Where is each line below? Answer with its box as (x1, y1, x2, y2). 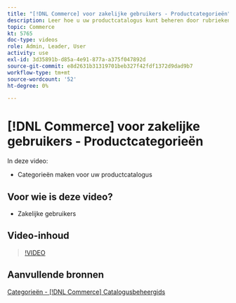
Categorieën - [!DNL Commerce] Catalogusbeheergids (7, 288, 166, 296)
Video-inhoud (7, 230, 70, 242)
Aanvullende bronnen (7, 269, 104, 281)
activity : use (7, 50, 49, 57)
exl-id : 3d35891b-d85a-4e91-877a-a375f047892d (7, 56, 146, 63)
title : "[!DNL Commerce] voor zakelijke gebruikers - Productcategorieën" (7, 10, 231, 18)
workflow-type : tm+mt (7, 69, 71, 76)
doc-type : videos (7, 37, 58, 44)
